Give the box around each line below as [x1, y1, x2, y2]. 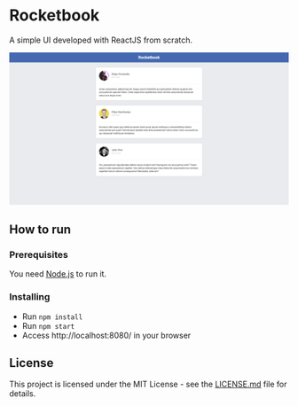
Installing [9, 291, 51, 303]
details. [9, 388, 36, 399]
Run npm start [21, 320, 75, 331]
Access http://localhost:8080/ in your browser [21, 330, 192, 340]
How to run [9, 222, 72, 237]
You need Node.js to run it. [9, 269, 107, 279]
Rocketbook [9, 5, 100, 26]
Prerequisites [9, 248, 68, 261]
